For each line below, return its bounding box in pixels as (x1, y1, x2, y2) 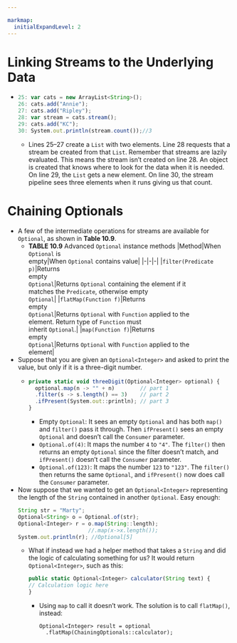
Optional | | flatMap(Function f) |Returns (28, 294, 146, 303)
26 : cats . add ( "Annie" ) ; (17, 101, 89, 108)
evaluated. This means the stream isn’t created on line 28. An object (28, 155, 228, 164)
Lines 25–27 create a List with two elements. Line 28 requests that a (28, 140, 231, 148)
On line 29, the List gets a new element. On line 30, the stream (28, 170, 214, 179)
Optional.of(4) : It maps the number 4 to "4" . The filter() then (38, 440, 226, 448)
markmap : (7, 16, 33, 24)
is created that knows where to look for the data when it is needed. (28, 163, 225, 171)
